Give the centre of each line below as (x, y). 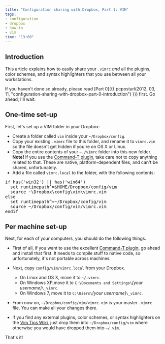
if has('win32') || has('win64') (46, 182)
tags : (11, 14)
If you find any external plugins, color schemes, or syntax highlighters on (86, 317)
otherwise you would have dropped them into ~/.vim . (66, 328)
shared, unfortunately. (35, 167)
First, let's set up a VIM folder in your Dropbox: (52, 126)
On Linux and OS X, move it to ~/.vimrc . (60, 278)
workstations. (19, 79)
